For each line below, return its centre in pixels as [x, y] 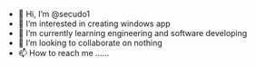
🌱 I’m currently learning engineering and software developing [133, 33]
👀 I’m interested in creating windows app [94, 24]
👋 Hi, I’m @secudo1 [54, 14]
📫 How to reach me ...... [64, 53]
